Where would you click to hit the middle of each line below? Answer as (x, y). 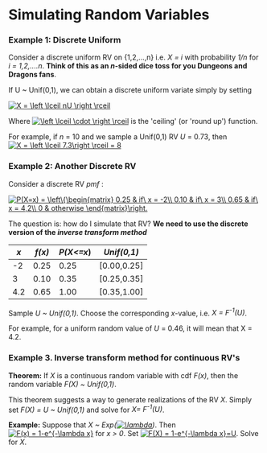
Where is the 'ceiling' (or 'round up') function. (133, 121)
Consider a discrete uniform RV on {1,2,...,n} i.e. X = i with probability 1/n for (133, 57)
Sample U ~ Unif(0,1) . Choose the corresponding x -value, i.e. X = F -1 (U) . (128, 312)
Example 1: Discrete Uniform (65, 40)
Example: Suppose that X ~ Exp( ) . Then (92, 425)
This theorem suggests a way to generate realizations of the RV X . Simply (130, 399)
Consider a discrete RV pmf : (56, 183)
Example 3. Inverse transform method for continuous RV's (124, 358)
